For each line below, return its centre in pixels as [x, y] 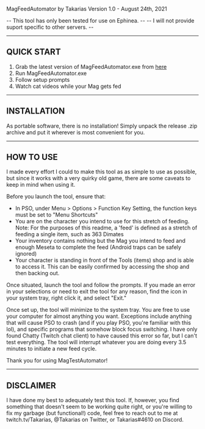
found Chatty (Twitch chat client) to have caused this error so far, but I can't [102, 336]
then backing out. [37, 273]
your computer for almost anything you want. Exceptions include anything [99, 316]
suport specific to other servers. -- [50, 27]
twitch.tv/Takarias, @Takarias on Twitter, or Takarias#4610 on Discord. [95, 420]
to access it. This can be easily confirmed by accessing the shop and [102, 267]
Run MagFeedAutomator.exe [51, 73]
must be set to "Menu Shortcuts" [56, 215]
